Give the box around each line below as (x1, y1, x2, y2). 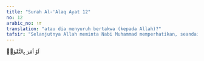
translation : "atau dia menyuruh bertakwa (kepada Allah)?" (6, 25, 162, 32)
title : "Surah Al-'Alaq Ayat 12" (6, 8, 91, 15)
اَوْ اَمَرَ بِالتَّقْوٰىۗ (6, 48, 39, 55)
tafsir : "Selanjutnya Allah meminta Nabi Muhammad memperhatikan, (6, 31, 178, 37)
